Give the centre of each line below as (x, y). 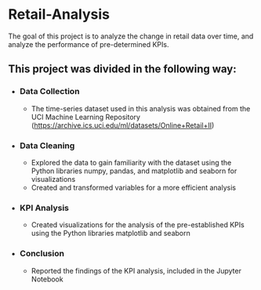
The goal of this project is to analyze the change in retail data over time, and (131, 36)
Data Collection (49, 92)
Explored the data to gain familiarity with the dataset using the (131, 162)
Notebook (47, 279)
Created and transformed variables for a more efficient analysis (134, 187)
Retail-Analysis (59, 14)
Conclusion (42, 254)
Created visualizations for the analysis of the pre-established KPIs (138, 225)
